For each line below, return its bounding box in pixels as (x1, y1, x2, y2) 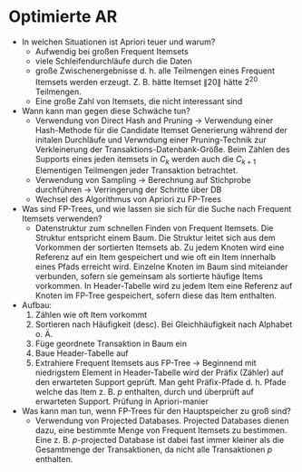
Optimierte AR (8, 6, 118, 27)
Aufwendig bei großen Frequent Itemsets (34, 45, 190, 56)
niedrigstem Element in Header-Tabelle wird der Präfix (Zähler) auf (34, 367, 285, 378)
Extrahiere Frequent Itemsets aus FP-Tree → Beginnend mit (34, 358, 257, 369)
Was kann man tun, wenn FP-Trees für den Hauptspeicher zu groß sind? (21, 406, 291, 417)
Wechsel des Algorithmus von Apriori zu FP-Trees (34, 194, 221, 205)
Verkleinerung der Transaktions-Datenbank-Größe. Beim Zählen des (34, 143, 291, 155)
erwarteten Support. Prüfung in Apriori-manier (34, 396, 209, 407)
